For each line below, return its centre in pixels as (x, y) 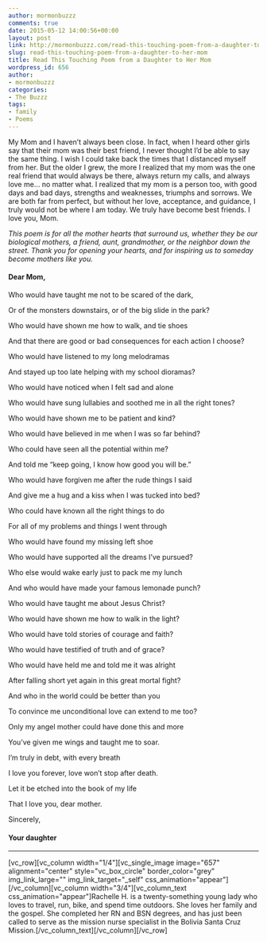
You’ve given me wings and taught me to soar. (84, 742)
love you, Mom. (33, 218)
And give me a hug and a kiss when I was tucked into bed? (104, 495)
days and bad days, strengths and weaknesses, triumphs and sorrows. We (130, 193)
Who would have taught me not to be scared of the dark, (101, 295)
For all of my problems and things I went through (88, 526)
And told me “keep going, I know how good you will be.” (100, 465)
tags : (17, 104)
